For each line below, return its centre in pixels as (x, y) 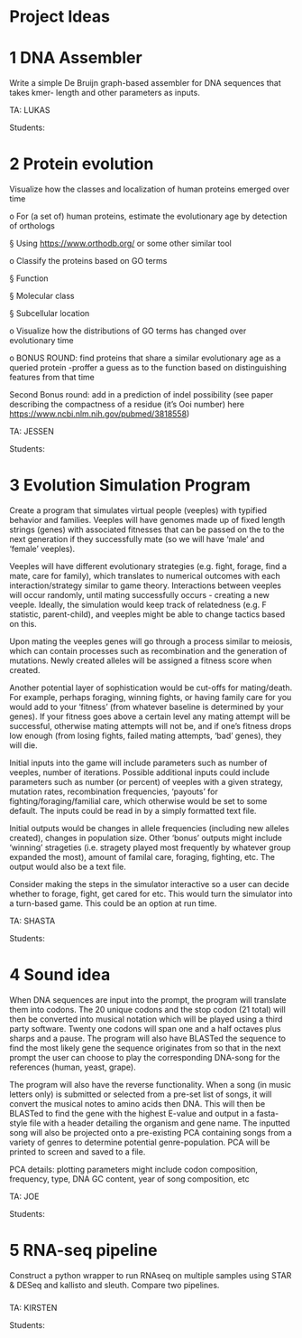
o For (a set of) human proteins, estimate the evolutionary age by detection (148, 216)
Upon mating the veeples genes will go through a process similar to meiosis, (151, 641)
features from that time (52, 378)
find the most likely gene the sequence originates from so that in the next (145, 1048)
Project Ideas (60, 17)
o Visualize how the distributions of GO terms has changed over (128, 331)
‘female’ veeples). (42, 549)
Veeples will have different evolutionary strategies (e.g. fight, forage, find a (148, 566)
